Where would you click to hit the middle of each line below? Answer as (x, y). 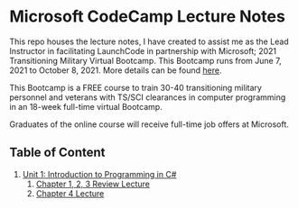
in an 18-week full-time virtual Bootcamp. (86, 106)
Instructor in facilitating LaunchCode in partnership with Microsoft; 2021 (143, 50)
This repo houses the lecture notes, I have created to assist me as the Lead (149, 41)
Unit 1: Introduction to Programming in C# (99, 174)
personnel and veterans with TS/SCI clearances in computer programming (148, 97)
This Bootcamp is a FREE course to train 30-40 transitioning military (135, 87)
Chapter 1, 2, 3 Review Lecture (93, 184)
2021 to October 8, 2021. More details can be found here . (116, 70)
